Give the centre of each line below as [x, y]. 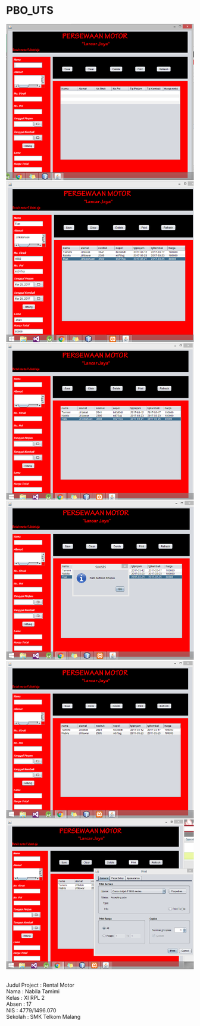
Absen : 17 [19, 1004]
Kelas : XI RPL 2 [26, 997]
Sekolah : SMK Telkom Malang [43, 1016]
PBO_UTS [30, 10]
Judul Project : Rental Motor [40, 985]
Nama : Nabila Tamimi [33, 991]
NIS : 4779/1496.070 [31, 1010]
